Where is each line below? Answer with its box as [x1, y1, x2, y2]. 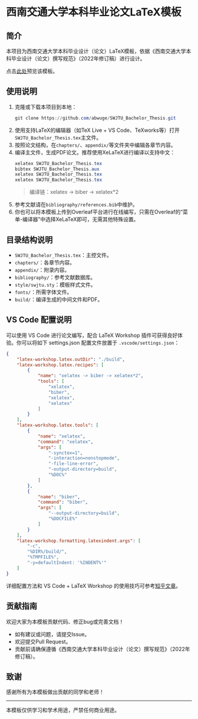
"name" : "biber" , [37, 494, 81, 500]
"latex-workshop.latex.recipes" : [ [16, 362, 104, 368]
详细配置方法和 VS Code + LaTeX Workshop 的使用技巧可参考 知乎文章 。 [6, 582, 181, 589]
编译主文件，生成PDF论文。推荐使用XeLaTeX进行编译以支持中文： [14, 148, 176, 156]
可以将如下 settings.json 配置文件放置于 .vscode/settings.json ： [21, 339, 180, 346]
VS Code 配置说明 [6, 315, 72, 325]
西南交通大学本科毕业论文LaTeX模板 [6, 5, 181, 19]
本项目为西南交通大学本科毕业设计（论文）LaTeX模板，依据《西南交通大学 [6, 48, 187, 54]
